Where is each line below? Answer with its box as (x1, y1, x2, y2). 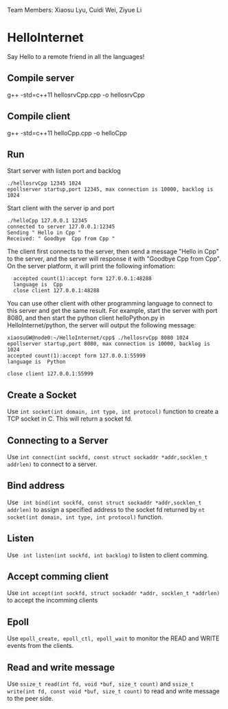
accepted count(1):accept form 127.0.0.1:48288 (13, 275, 152, 282)
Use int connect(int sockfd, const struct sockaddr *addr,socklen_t (7, 453, 208, 461)
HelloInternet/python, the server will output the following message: (7, 321, 196, 329)
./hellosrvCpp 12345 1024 (7, 180, 81, 187)
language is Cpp (13, 281, 63, 288)
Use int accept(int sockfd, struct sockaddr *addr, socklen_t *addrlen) (7, 589, 220, 597)
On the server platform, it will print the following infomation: (7, 262, 175, 270)
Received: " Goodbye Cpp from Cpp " (7, 235, 115, 242)
